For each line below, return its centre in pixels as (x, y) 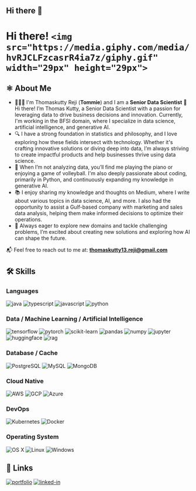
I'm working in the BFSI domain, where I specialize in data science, (95, 121)
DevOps (18, 409)
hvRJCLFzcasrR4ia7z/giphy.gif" (82, 58)
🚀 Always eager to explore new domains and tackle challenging (91, 226)
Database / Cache (32, 353)
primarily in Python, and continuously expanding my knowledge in (94, 180)
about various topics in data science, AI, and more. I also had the (93, 201)
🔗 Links (20, 468)
